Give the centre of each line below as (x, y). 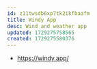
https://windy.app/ (43, 58)
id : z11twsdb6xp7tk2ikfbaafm (48, 13)
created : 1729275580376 (41, 39)
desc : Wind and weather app (47, 26)
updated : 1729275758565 (41, 32)
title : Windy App (32, 20)
